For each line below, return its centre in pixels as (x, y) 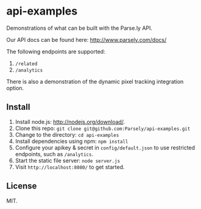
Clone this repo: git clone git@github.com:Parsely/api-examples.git (103, 128)
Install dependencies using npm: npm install (72, 141)
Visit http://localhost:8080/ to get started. (70, 167)
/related (26, 64)
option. (15, 88)
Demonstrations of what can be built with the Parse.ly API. (79, 28)
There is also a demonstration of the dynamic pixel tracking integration (95, 81)
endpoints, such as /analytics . (54, 154)
